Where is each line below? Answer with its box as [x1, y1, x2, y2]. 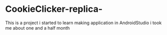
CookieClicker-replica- [5, 3, 103, 15]
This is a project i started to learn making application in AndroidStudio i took [5, 20, 162, 26]
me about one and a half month [5, 25, 70, 31]
